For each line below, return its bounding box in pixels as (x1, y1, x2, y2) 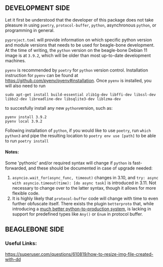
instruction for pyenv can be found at (5, 72, 79, 78)
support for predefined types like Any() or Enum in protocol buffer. (12, 211, 143, 217)
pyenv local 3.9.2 (5, 119, 42, 124)
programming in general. (5, 27, 55, 33)
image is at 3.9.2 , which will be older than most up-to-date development (5, 52, 151, 58)
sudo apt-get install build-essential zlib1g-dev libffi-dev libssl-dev (5, 92, 156, 97)
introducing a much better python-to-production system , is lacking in (12, 206, 151, 212)
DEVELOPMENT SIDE (5, 4, 70, 12)
